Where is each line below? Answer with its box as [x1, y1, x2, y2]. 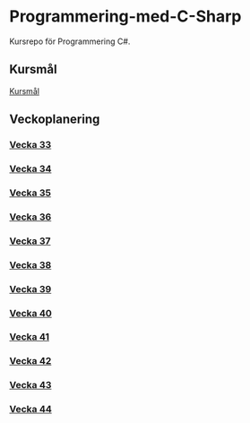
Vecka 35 [9, 186, 52, 199]
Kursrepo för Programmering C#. [9, 36, 131, 47]
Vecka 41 [9, 331, 49, 343]
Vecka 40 [9, 306, 52, 319]
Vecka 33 [9, 139, 52, 151]
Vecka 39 [9, 282, 52, 295]
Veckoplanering [9, 112, 100, 127]
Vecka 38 [9, 258, 52, 271]
